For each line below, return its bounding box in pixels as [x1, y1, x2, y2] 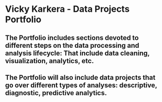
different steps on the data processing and [5, 41, 140, 50]
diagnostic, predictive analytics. [5, 89, 108, 97]
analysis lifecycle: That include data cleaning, [5, 49, 150, 57]
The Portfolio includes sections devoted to [5, 34, 139, 42]
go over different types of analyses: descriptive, [5, 81, 158, 89]
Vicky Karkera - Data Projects [5, 3, 130, 15]
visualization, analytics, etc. [5, 57, 94, 65]
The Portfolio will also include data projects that [5, 73, 156, 82]
